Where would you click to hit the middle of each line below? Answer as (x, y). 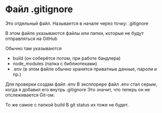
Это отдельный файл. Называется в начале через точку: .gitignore (77, 23)
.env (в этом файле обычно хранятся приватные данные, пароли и (85, 69)
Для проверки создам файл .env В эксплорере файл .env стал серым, (81, 84)
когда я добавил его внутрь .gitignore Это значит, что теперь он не (78, 89)
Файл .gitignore (39, 9)
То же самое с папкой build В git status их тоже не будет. (67, 104)
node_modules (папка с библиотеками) (55, 63)
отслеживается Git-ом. (30, 95)
